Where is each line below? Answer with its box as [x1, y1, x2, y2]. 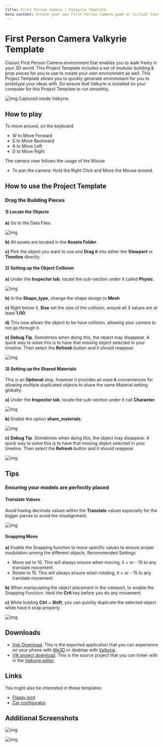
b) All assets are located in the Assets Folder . [5, 239, 98, 245]
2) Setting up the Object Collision [5, 265, 74, 271]
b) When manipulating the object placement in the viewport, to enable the [5, 585, 154, 590]
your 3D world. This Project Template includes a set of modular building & [5, 65, 154, 71]
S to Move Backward [12, 138, 55, 144]
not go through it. [5, 324, 40, 331]
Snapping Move [5, 534, 38, 540]
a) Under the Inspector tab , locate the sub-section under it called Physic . [5, 276, 155, 282]
